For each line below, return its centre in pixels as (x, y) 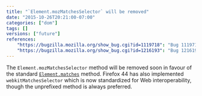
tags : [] (17, 28)
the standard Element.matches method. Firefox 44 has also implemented (95, 74)
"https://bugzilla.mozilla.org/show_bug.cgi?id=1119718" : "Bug (98, 45)
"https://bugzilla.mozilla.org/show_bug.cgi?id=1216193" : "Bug (98, 51)
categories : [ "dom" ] (32, 23)
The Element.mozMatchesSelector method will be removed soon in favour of (99, 67)
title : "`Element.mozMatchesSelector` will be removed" (78, 12)
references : (21, 39)
